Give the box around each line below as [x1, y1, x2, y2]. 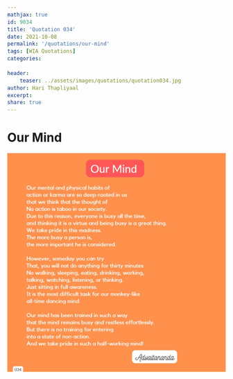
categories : [7, 56, 42, 62]
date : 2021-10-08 [7, 33, 58, 40]
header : [7, 69, 30, 76]
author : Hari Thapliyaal [7, 84, 79, 92]
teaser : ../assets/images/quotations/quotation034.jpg [19, 77, 182, 84]
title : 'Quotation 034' [7, 26, 76, 33]
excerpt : [7, 92, 33, 99]
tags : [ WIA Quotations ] [7, 48, 76, 55]
